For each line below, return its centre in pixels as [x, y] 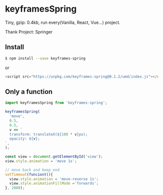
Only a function [29, 92]
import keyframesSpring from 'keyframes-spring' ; [56, 103]
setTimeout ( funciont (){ [29, 174]
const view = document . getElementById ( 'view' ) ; [54, 157]
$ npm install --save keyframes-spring [45, 58]
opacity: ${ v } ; [25, 139]
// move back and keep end [32, 170]
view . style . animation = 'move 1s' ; [41, 161]
